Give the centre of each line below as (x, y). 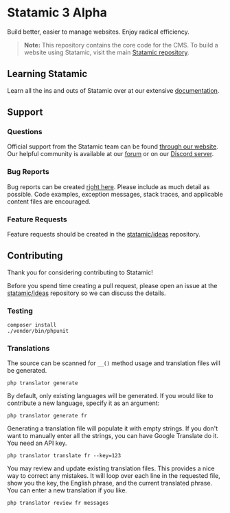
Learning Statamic (47, 74)
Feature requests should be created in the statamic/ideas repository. (104, 234)
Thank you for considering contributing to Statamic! (80, 272)
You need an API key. (37, 443)
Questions (25, 132)
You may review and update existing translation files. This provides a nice (111, 468)
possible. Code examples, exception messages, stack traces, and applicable (115, 194)
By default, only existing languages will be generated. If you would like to (110, 396)
